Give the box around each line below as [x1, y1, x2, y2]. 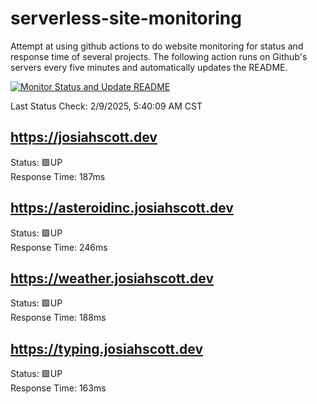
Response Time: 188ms [10, 312, 107, 324]
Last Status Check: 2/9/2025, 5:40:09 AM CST [10, 100, 203, 112]
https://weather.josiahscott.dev [10, 270, 215, 287]
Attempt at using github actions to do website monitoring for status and [10, 40, 304, 52]
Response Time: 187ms [10, 170, 106, 182]
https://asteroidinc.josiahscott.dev [10, 200, 234, 217]
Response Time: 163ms [10, 382, 107, 394]
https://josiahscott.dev [10, 129, 158, 146]
